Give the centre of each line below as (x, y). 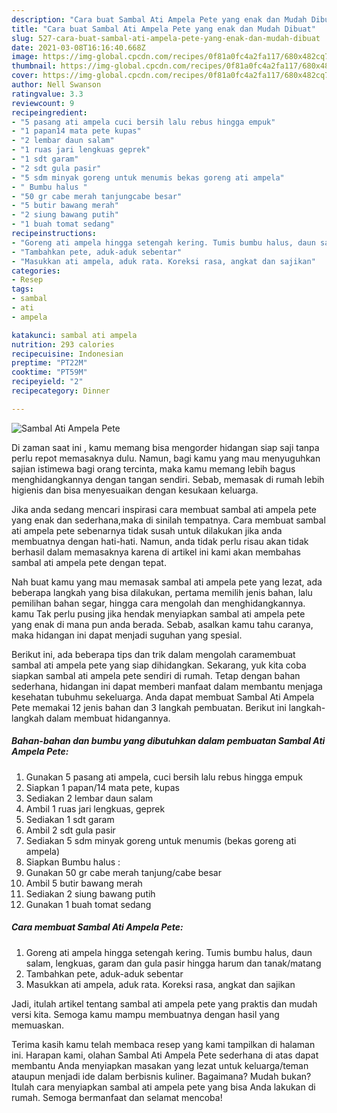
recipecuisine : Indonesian (67, 354)
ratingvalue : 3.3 (47, 94)
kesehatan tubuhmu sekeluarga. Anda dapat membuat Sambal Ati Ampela (163, 697)
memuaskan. (38, 1025)
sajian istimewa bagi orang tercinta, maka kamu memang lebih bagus (153, 468)
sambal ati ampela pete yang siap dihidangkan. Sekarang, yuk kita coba (159, 665)
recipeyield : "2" (47, 382)
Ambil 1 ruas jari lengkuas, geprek (95, 808)
